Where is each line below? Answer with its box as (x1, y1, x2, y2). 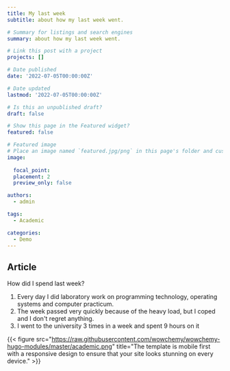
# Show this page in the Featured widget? (7, 123, 130, 130)
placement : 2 (13, 173, 51, 180)
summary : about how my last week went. (7, 35, 121, 42)
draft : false (7, 110, 44, 117)
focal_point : (13, 167, 51, 173)
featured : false (7, 129, 53, 136)
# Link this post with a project (7, 47, 103, 55)
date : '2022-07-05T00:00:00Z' (7, 73, 94, 80)
